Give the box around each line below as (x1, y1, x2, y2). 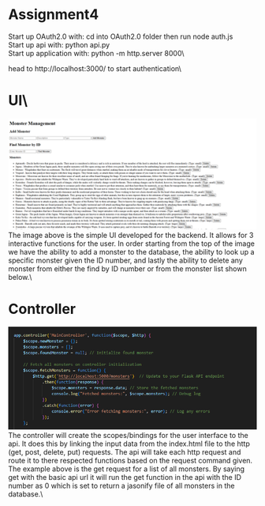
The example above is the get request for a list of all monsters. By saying (8, 464, 245, 474)
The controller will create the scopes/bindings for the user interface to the (8, 431, 248, 440)
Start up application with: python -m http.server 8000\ (8, 48, 185, 58)
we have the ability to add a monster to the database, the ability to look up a (8, 247, 255, 257)
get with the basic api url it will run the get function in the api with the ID (8, 473, 242, 482)
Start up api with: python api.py (8, 40, 110, 49)
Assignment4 (8, 6, 99, 24)
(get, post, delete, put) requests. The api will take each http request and (8, 447, 241, 457)
